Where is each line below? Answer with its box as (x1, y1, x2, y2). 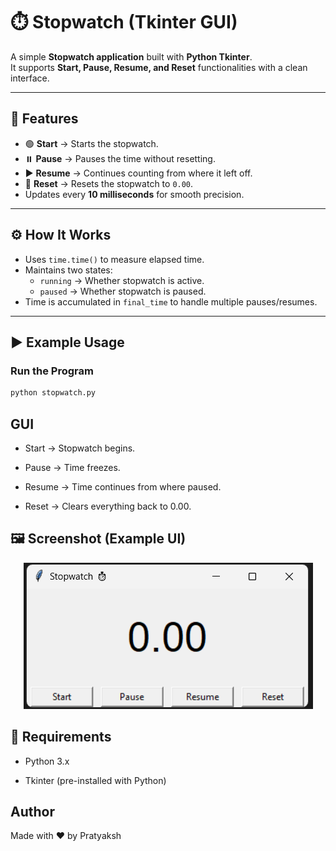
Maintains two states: (24, 264, 113, 276)
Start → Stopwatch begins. (24, 442, 136, 454)
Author (10, 803, 55, 820)
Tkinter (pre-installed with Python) (24, 774, 167, 786)
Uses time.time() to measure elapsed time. (24, 253, 205, 265)
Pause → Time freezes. (24, 461, 121, 473)
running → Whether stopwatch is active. (39, 274, 205, 286)
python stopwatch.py (10, 388, 97, 398)
